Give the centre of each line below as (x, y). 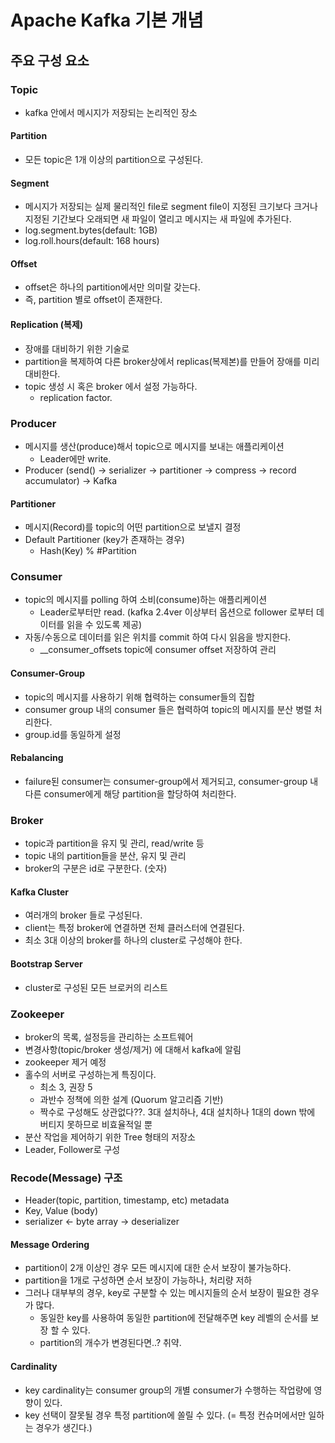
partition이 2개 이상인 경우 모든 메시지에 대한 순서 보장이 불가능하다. (158, 1268)
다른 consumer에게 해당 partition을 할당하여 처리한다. (130, 793)
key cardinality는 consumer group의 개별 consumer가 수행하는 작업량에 (168, 1390)
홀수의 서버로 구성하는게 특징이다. (90, 1074)
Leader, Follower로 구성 (72, 1149)
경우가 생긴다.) (64, 1427)
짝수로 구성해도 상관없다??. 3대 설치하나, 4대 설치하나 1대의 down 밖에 (177, 1112)
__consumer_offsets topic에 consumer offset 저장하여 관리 (158, 650)
